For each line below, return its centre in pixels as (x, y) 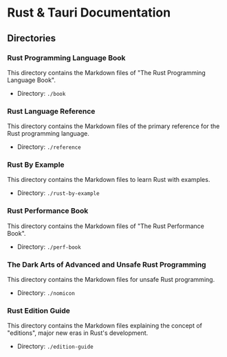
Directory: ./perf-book (49, 247)
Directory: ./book (41, 93)
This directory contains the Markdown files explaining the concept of (105, 326)
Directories (32, 38)
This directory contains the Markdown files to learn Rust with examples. (109, 180)
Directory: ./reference (49, 147)
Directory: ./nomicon (46, 293)
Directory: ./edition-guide (55, 347)
